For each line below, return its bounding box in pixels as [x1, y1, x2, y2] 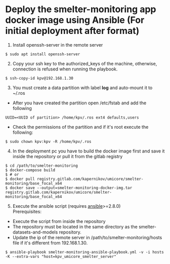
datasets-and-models [12, 229, 58, 235]
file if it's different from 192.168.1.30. [12, 240, 88, 246]
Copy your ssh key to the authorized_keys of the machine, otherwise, [12, 60, 157, 66]
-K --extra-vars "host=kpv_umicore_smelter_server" [5, 254, 116, 259]
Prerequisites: [12, 208, 42, 214]
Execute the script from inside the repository [12, 218, 106, 224]
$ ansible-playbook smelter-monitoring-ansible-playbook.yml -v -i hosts [5, 249, 164, 254]
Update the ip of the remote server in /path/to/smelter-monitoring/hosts [12, 234, 162, 240]
